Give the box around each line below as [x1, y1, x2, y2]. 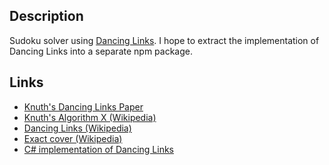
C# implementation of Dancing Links [23, 143, 174, 155]
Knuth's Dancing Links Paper [23, 100, 144, 113]
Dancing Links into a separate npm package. [9, 45, 193, 57]
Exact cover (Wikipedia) [23, 132, 123, 144]
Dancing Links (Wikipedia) [23, 122, 132, 134]
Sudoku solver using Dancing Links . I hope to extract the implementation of [9, 34, 320, 46]
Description [9, 8, 84, 25]
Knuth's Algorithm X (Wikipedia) [23, 111, 157, 123]
